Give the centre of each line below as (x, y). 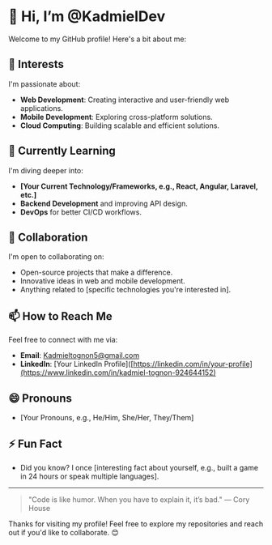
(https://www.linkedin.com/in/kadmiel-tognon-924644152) (118, 373)
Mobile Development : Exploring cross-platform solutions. (116, 117)
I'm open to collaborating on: (56, 257)
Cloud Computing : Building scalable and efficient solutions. (120, 126)
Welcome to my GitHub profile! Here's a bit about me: (98, 39)
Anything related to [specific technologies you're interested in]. (125, 290)
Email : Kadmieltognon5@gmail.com (80, 356)
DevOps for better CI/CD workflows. (81, 212)
